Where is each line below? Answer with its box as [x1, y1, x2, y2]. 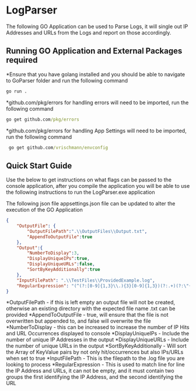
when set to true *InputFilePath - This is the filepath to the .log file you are [6, 355, 185, 362]
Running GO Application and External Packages [6, 46, 183, 56]
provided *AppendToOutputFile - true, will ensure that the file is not [6, 311, 169, 318]
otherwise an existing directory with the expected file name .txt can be [6, 305, 176, 312]
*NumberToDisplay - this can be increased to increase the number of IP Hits [6, 324, 190, 331]
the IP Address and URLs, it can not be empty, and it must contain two [6, 367, 174, 375]
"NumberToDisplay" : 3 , [27, 250, 80, 256]
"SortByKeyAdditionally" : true [27, 267, 100, 273]
